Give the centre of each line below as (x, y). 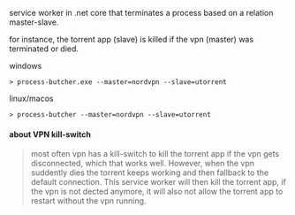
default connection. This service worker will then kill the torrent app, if (159, 182)
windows (26, 66)
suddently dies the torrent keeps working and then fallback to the (150, 173)
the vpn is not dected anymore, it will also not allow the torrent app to (157, 192)
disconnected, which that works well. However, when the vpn (142, 164)
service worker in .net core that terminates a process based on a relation (141, 13)
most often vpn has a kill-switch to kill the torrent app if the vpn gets (155, 154)
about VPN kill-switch (50, 134)
